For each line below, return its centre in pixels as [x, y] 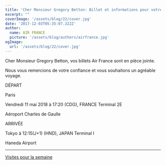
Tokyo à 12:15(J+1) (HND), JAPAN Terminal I [50, 133]
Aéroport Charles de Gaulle [33, 114]
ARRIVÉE [14, 123]
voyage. [13, 75]
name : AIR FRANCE [27, 33]
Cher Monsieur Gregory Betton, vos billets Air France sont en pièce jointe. [80, 60]
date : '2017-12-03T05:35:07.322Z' [41, 24]
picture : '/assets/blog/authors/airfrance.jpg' [60, 38]
